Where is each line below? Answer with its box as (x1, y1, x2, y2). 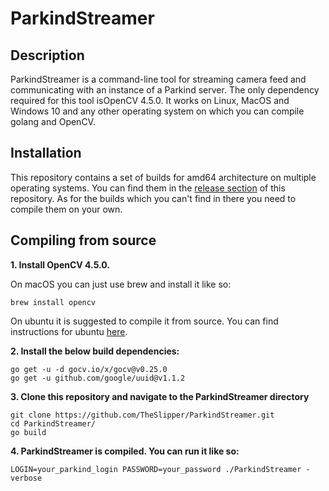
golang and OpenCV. (10, 116, 96, 127)
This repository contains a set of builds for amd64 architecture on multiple (10, 171, 317, 183)
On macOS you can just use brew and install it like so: (10, 278, 232, 290)
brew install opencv (10, 297, 97, 307)
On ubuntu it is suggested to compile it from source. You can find (10, 315, 279, 327)
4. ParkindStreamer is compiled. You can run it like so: (10, 445, 240, 457)
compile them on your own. (10, 203, 123, 215)
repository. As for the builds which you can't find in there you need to (10, 192, 297, 204)
